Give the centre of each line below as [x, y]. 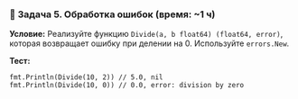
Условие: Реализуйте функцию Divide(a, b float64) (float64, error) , [146, 34]
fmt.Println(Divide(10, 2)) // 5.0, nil [87, 77]
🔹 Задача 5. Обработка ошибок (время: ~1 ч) [112, 14]
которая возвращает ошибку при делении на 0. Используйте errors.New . [149, 43]
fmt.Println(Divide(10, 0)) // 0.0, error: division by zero [127, 85]
